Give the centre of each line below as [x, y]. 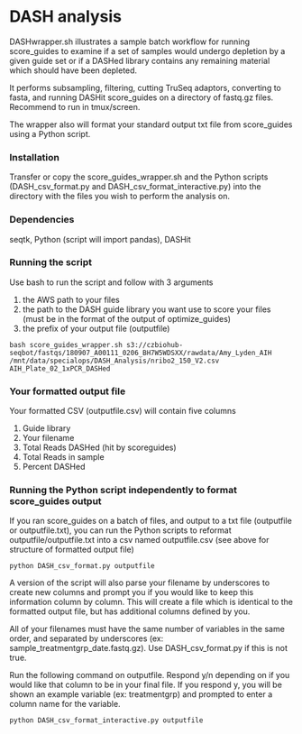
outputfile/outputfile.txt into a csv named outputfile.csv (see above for [139, 540]
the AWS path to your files [71, 299]
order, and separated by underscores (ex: [87, 638]
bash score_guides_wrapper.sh [66, 344]
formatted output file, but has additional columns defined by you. [130, 611]
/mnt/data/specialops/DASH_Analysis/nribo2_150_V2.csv [114, 361]
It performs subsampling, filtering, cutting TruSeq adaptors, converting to [146, 87]
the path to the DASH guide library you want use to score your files [146, 309]
